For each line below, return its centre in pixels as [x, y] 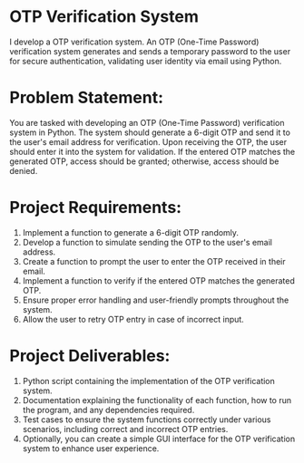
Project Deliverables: [90, 356]
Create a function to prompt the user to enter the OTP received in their [154, 261]
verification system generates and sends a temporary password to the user [150, 51]
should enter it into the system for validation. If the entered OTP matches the [152, 151]
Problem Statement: [87, 98]
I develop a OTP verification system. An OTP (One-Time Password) [134, 42]
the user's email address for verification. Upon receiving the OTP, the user [148, 141]
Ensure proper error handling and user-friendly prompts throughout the [156, 300]
